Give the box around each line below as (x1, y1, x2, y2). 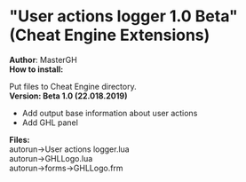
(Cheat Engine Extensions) (9, 25, 210, 45)
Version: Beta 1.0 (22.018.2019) (9, 91, 128, 101)
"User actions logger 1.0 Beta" (9, 6, 238, 27)
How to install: (9, 64, 64, 75)
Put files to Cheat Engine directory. (9, 81, 137, 91)
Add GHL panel (21, 117, 78, 128)
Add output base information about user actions (21, 107, 198, 118)
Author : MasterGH (9, 54, 77, 65)
